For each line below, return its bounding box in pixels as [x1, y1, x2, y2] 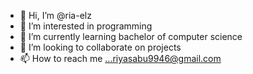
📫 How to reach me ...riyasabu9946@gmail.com [19, 53, 222, 64]
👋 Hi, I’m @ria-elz [19, 10, 92, 21]
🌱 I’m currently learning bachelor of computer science [19, 31, 243, 42]
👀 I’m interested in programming [19, 20, 153, 32]
